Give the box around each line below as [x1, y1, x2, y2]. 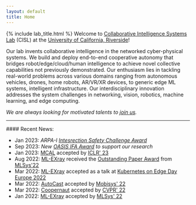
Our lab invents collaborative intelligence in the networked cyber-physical [6, 47, 183, 54]
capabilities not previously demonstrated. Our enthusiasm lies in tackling [6, 66, 181, 73]
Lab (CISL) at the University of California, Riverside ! [6, 36, 130, 43]
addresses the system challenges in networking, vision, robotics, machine [6, 91, 184, 98]
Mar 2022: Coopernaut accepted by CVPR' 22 [14, 186, 125, 193]
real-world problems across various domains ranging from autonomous [6, 72, 178, 79]
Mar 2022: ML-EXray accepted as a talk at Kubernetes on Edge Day [14, 168, 177, 175]
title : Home [6, 14, 35, 20]
